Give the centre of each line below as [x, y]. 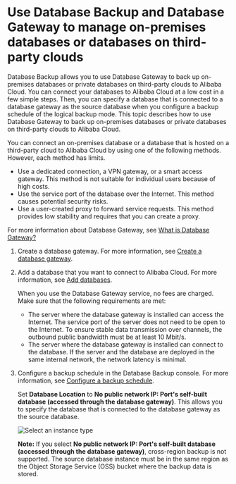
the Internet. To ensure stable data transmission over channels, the [125, 329]
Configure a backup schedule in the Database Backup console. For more [123, 373]
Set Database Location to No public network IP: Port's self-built [112, 394]
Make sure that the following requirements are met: [92, 301]
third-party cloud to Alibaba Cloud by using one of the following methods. [114, 150]
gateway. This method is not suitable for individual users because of [117, 179]
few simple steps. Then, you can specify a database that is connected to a [115, 99]
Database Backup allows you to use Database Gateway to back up [104, 76]
